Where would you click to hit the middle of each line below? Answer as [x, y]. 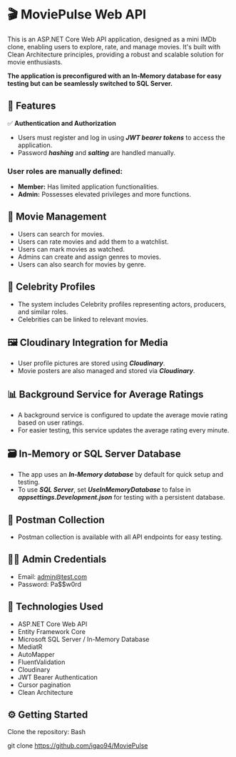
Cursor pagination [44, 685]
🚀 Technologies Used [55, 607]
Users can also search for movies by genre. [82, 264]
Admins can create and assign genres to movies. [89, 257]
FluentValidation [41, 662]
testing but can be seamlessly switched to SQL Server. [90, 83]
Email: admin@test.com [52, 576]
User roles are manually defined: [65, 171]
